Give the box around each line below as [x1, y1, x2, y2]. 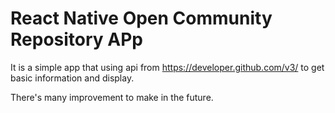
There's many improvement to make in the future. [10, 91, 214, 103]
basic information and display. [10, 72, 135, 84]
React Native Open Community [10, 7, 273, 30]
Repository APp [10, 28, 143, 51]
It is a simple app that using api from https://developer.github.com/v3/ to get [10, 61, 325, 73]
